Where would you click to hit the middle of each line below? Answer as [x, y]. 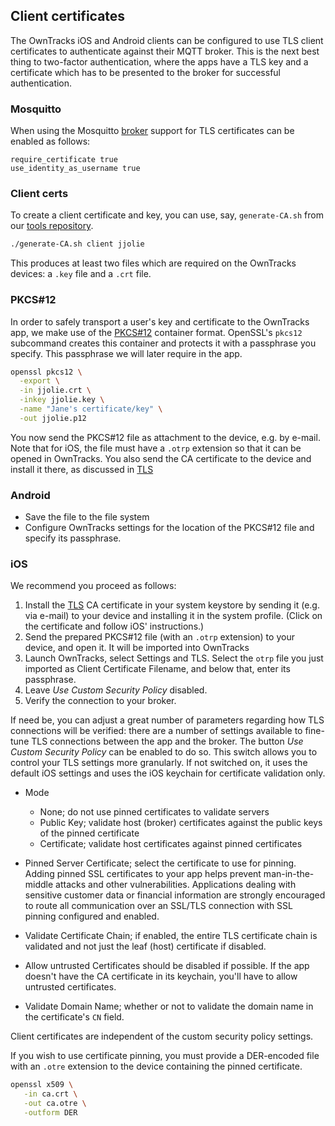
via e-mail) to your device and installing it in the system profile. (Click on [173, 616]
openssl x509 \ [42, 1085]
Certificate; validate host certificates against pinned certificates [171, 844]
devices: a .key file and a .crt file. [81, 274]
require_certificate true [64, 160]
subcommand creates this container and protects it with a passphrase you [163, 343]
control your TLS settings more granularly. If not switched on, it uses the [159, 763]
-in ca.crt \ [50, 1094]
